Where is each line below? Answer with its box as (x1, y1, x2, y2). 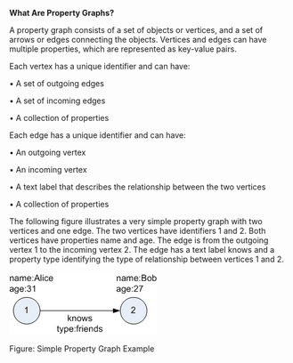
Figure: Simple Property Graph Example (9, 343, 155, 354)
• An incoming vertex (9, 165, 87, 174)
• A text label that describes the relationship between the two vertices (9, 181, 266, 192)
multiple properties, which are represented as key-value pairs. (9, 44, 238, 54)
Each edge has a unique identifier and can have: (9, 130, 186, 141)
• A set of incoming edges (9, 95, 106, 106)
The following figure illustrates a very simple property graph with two (9, 216, 263, 226)
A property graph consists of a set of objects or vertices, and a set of (9, 25, 264, 35)
